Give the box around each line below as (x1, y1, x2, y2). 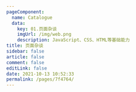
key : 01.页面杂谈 (17, 25, 57, 32)
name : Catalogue (11, 15, 53, 21)
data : (11, 20, 26, 26)
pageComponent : (6, 8, 45, 15)
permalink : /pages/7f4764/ (6, 76, 74, 82)
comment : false (6, 59, 45, 65)
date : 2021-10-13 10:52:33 (6, 71, 74, 77)
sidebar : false (6, 48, 45, 54)
